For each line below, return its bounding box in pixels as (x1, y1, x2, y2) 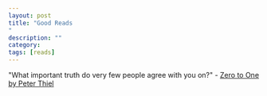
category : (8, 41, 41, 49)
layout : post (8, 11, 52, 20)
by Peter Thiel (8, 79, 54, 88)
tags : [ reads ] (8, 48, 56, 56)
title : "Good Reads (8, 19, 73, 27)
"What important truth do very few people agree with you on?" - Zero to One (8, 71, 260, 79)
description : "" (8, 33, 62, 42)
